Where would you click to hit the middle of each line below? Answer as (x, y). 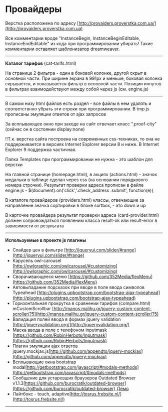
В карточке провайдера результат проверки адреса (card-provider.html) (82, 215)
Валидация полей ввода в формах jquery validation (66, 319)
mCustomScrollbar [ (33, 308)
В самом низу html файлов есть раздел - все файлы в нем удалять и (78, 103)
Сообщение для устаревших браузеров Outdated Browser (74, 378)
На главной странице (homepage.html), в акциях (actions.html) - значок (81, 174)
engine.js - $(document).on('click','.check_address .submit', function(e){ (79, 190)
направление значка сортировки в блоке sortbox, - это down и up (75, 205)
